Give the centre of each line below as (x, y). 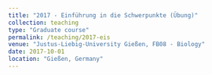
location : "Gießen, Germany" (56, 59)
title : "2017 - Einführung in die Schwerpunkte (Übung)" (103, 15)
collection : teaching (44, 23)
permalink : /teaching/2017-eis (59, 37)
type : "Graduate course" (49, 30)
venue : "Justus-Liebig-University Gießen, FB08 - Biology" (107, 45)
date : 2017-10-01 (37, 52)
